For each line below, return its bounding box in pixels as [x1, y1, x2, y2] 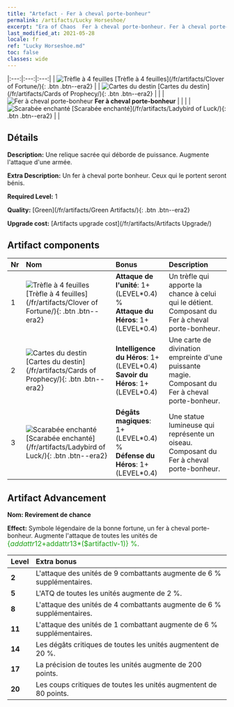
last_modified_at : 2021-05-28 [7, 29, 95, 37]
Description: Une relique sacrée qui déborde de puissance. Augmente [7, 150, 210, 159]
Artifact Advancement [7, 492, 107, 504]
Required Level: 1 [7, 192, 58, 201]
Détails [7, 132, 38, 143]
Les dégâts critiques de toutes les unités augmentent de [36, 640, 219, 650]
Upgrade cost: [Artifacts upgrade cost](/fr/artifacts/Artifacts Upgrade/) [7, 219, 212, 227]
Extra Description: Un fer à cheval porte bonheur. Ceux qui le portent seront [7, 171, 227, 180]
